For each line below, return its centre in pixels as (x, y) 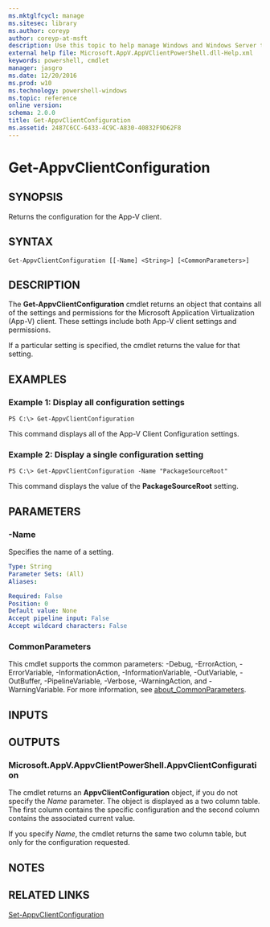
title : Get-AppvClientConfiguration (70, 121)
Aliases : (23, 581)
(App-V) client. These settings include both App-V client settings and (123, 322)
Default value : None (43, 611)
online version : (35, 105)
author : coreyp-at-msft (48, 38)
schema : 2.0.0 (32, 113)
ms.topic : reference (43, 98)
